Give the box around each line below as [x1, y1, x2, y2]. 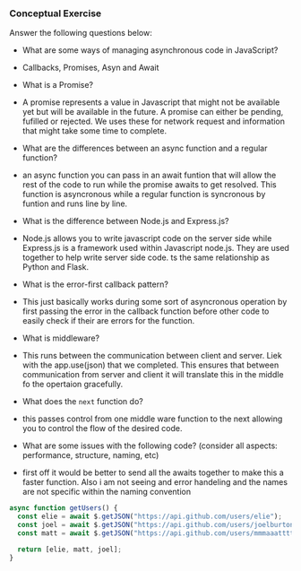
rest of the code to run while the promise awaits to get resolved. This [21, 179, 277, 190]
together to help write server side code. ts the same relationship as [21, 252, 271, 263]
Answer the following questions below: [9, 28, 152, 39]
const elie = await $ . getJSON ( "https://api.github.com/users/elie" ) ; [17, 512, 282, 522]
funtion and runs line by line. [21, 198, 128, 209]
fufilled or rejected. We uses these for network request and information [21, 116, 285, 127]
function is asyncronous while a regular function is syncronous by [21, 189, 266, 200]
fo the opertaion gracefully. [21, 379, 124, 390]
